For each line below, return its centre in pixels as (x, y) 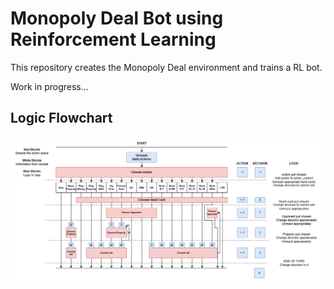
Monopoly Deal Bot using (117, 18)
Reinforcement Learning (113, 39)
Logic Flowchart (61, 118)
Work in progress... (49, 86)
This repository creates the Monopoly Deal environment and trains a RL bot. (166, 67)
